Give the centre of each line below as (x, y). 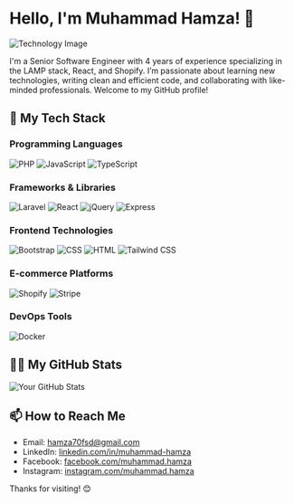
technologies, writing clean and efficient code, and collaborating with (138, 80)
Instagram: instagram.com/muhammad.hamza (108, 471)
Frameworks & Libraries (62, 187)
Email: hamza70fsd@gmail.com (81, 442)
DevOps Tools (41, 317)
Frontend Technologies (62, 230)
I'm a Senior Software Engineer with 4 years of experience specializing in (146, 61)
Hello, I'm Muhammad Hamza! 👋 (132, 19)
